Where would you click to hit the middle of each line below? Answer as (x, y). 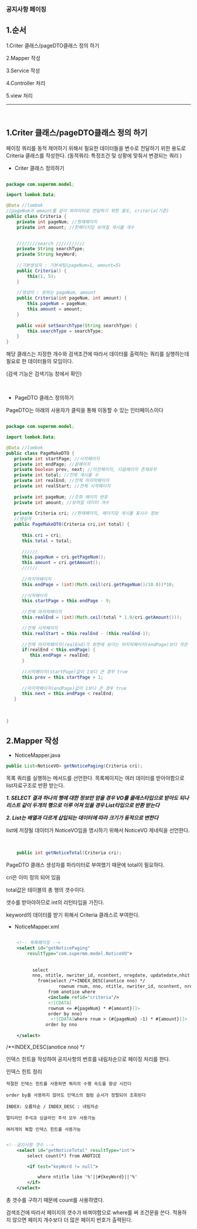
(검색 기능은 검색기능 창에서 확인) (44, 374)
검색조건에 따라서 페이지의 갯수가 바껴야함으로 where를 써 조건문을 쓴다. (89, 1213)
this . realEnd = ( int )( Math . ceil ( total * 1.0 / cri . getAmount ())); (102, 617)
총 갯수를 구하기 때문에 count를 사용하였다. (55, 1200)
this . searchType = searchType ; (65, 331)
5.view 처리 (20, 95)
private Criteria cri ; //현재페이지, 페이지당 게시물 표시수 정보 (86, 513)
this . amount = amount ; (55, 309)
